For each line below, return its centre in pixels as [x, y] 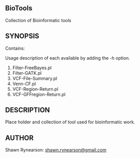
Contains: [15, 48]
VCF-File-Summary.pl [35, 78]
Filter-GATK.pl [27, 73]
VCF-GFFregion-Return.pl [39, 94]
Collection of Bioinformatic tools [38, 20]
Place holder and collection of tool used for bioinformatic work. [70, 122]
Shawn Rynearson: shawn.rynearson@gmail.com [56, 150]
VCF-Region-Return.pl [35, 89]
